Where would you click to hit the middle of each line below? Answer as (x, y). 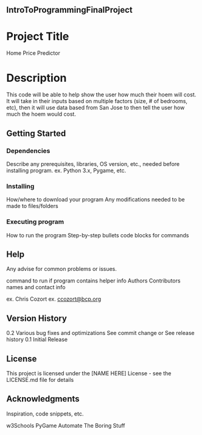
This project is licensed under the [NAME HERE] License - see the (89, 373)
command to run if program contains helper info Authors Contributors (93, 281)
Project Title (38, 36)
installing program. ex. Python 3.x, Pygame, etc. (66, 170)
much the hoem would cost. (41, 114)
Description (37, 78)
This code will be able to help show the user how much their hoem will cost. (101, 95)
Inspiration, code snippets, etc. (45, 414)
